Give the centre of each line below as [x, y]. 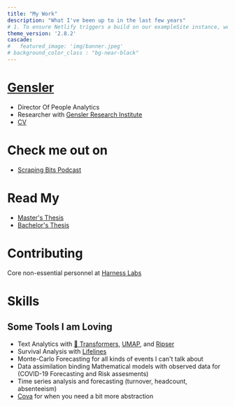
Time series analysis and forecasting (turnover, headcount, [102, 381]
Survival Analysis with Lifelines [62, 351]
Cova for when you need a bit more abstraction [85, 396]
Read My [33, 198]
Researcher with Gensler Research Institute [80, 114]
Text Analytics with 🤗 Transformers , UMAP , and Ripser [96, 344]
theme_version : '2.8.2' [42, 33]
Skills [23, 301]
